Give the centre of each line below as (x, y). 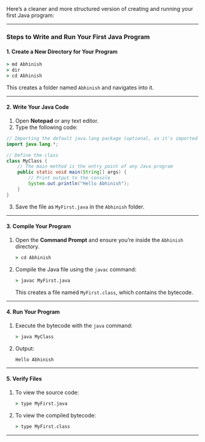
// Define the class (33, 155)
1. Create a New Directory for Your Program (62, 51)
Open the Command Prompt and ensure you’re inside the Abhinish (99, 240)
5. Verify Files (24, 379)
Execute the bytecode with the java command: (74, 325)
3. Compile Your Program (39, 226)
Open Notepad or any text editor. (57, 120)
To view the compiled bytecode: (56, 415)
